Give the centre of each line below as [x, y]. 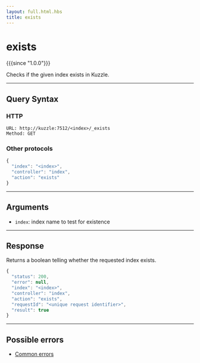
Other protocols [29, 148]
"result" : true [30, 310]
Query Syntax [32, 99]
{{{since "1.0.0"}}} [28, 63]
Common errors [34, 354]
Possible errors [35, 339]
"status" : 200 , [30, 277]
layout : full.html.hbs [34, 12]
